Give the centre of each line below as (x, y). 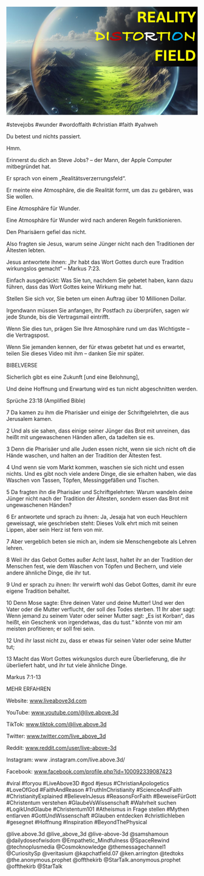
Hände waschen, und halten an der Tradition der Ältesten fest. (84, 455)
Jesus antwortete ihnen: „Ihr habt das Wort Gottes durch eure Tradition (95, 262)
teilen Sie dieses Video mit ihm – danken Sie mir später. (75, 353)
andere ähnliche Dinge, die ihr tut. (49, 573)
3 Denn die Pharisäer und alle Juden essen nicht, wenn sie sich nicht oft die (101, 449)
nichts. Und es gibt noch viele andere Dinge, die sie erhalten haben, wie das (101, 473)
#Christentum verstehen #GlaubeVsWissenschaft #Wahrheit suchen (91, 802)
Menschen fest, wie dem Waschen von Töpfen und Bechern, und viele (94, 566)
